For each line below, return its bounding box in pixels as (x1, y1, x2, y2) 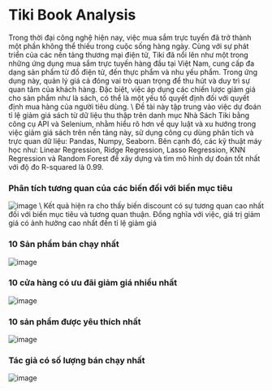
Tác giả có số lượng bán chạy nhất (8, 355, 145, 367)
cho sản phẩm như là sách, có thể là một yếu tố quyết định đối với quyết (8, 93, 250, 102)
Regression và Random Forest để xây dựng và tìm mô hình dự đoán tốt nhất (8, 153, 261, 163)
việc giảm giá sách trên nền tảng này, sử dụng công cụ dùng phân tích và (8, 128, 254, 137)
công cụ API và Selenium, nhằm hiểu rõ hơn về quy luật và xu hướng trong (8, 119, 257, 128)
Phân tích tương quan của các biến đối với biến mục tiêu (8, 182, 233, 193)
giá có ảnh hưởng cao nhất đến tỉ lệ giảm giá (8, 218, 157, 228)
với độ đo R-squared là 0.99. (8, 162, 104, 172)
